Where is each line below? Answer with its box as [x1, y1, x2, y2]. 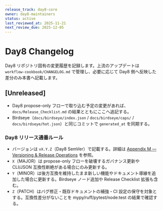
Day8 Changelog [5, 46, 74, 57]
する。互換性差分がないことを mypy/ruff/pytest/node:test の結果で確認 [12, 195, 154, 200]
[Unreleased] [5, 89, 46, 97]
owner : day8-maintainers [5, 12, 55, 16]
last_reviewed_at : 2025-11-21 [5, 20, 66, 26]
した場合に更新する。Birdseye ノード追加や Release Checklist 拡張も [16, 177, 154, 182]
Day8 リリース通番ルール [5, 134, 64, 141]
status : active [5, 16, 36, 21]
